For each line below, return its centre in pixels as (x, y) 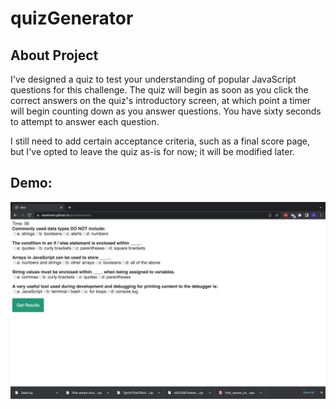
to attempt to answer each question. (85, 121)
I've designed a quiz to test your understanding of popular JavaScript (153, 79)
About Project (54, 55)
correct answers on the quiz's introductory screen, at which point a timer (161, 100)
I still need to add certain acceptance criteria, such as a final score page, (160, 141)
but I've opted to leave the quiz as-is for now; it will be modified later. (152, 151)
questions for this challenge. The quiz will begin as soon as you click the (159, 90)
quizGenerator (72, 18)
